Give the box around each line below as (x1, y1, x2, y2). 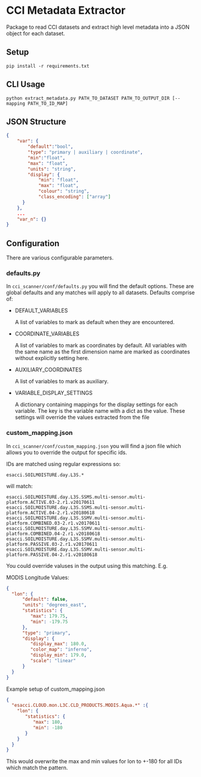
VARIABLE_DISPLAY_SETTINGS (14, 389, 93, 397)
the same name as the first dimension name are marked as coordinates (14, 348, 190, 355)
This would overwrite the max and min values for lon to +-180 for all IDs (6, 758, 182, 765)
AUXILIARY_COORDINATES (14, 366, 83, 373)
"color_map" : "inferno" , (30, 646, 93, 653)
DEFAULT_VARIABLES (14, 307, 68, 315)
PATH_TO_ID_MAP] (28, 100, 68, 107)
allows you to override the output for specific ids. (6, 449, 127, 456)
